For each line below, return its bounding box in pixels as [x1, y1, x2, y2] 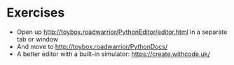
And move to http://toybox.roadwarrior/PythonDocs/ [16, 42, 168, 50]
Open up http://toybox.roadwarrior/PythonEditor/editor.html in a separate [16, 28, 228, 36]
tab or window [16, 35, 59, 43]
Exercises [6, 5, 65, 21]
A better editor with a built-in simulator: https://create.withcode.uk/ [16, 50, 211, 58]
